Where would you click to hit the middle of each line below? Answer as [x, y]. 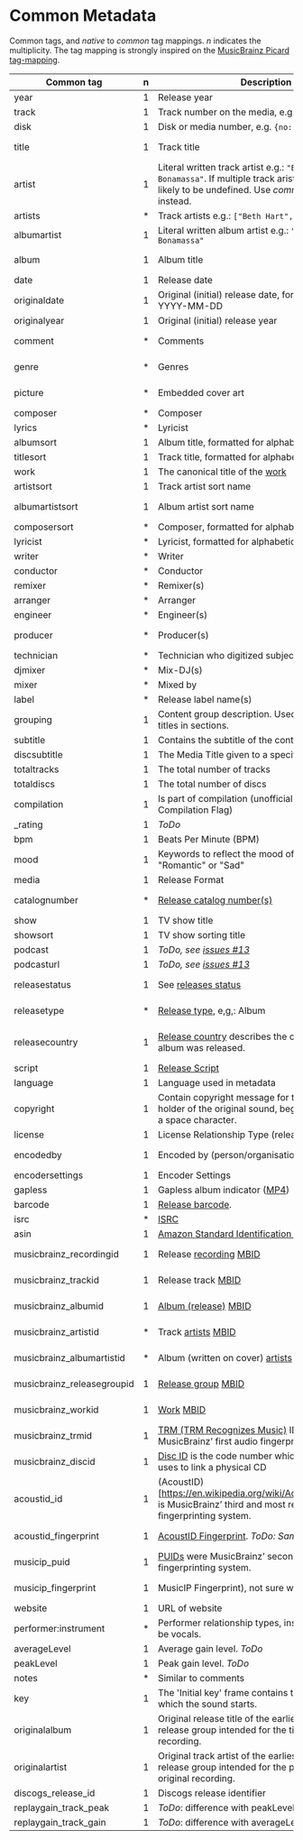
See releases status [199, 984]
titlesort [30, 456]
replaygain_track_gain [60, 1822]
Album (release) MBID [204, 1306]
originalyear [39, 320]
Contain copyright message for [223, 1097]
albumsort [35, 442]
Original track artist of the [211, 1755]
